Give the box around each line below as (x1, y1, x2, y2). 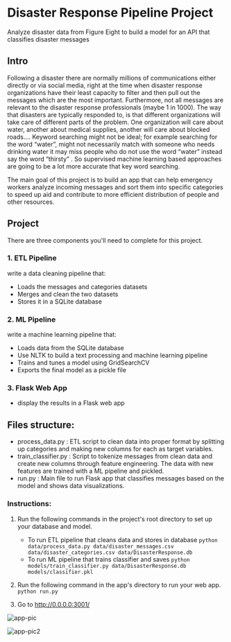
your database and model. (17, 522, 92, 530)
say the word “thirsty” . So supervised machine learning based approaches (7, 155, 222, 163)
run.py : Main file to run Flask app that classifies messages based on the (17, 474, 225, 483)
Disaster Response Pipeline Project (7, 5, 214, 21)
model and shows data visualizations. (17, 482, 125, 490)
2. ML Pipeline (7, 314, 56, 324)
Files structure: (7, 419, 75, 431)
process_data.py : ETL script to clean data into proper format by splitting (17, 437, 225, 446)
